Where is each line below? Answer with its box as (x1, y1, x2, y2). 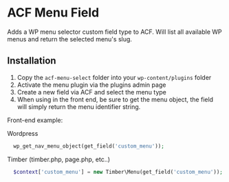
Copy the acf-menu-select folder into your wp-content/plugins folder (17, 73, 212, 81)
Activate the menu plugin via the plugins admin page (17, 81, 166, 89)
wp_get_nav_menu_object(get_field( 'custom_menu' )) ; (13, 143, 165, 150)
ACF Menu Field (7, 5, 100, 21)
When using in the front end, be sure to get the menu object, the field (17, 95, 214, 103)
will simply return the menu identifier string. (17, 102, 141, 111)
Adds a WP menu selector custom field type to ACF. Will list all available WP (7, 28, 222, 36)
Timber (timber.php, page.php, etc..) (7, 155, 111, 163)
